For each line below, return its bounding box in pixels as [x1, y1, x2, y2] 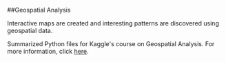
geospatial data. [7, 27, 53, 34]
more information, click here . [7, 48, 89, 55]
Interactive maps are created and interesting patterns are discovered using [7, 19, 219, 27]
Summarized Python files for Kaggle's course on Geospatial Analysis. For [7, 40, 215, 48]
